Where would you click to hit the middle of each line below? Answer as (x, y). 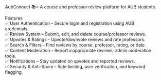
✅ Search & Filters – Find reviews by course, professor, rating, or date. (75, 45)
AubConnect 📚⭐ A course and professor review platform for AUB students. (81, 7)
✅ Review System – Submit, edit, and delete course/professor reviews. (76, 34)
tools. (11, 56)
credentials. (17, 29)
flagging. (14, 72)
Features (14, 18)
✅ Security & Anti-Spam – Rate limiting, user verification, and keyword (75, 67)
